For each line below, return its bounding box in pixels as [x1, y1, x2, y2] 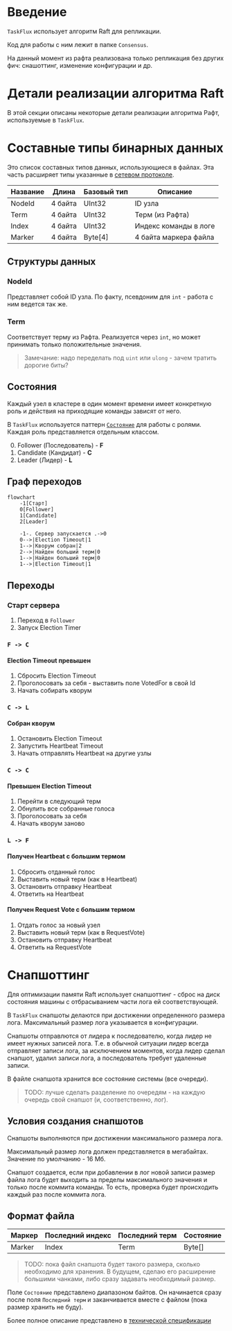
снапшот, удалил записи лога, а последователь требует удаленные [7, 1054, 207, 1062]
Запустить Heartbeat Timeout [17, 742, 104, 750]
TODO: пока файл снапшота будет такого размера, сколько [24, 1260, 201, 1269]
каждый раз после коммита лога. [7, 1190, 107, 1199]
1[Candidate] [19, 512, 57, 520]
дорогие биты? [24, 361, 69, 369]
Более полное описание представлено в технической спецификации [7, 1316, 211, 1325]
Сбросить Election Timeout [17, 671, 96, 680]
